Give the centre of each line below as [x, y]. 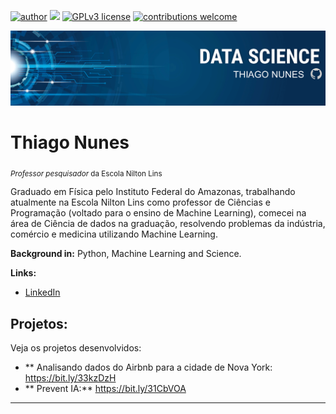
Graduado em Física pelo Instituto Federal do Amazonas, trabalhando [153, 192]
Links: [23, 273]
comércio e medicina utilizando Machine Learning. [114, 234]
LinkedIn [42, 292]
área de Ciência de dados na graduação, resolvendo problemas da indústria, [168, 224]
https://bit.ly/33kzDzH [70, 378]
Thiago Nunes [70, 142]
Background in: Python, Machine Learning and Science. [126, 254]
